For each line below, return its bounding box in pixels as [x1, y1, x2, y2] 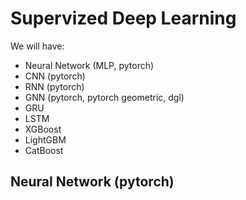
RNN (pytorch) [24, 80, 85, 92]
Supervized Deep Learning [10, 7, 237, 30]
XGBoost [24, 123, 62, 135]
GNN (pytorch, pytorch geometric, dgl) [24, 91, 185, 103]
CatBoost [24, 144, 64, 156]
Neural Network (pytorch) [10, 173, 175, 191]
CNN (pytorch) [24, 70, 86, 82]
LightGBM [24, 133, 67, 146]
